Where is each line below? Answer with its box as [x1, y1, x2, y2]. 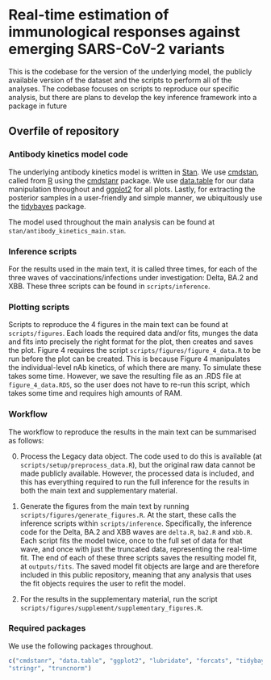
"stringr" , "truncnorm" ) [8, 664, 92, 672]
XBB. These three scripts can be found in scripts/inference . [8, 281, 211, 291]
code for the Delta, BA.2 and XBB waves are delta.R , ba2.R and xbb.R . [19, 527, 252, 536]
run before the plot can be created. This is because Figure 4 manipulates [8, 354, 251, 364]
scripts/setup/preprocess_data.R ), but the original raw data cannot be [19, 460, 256, 469]
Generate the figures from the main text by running [19, 501, 190, 510]
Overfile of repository [8, 124, 119, 138]
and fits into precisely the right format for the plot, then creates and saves [8, 337, 254, 346]
